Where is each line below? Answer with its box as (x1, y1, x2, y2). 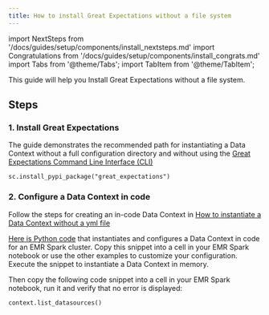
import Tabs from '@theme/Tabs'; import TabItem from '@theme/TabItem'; (8, 59, 255, 69)
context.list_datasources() (8, 298, 103, 307)
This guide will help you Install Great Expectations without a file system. (8, 75, 246, 84)
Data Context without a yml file (8, 218, 111, 228)
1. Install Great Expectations (8, 122, 120, 133)
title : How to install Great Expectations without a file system (8, 11, 231, 20)
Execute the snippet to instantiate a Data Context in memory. (8, 259, 209, 269)
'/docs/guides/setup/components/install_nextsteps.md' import (8, 42, 215, 52)
